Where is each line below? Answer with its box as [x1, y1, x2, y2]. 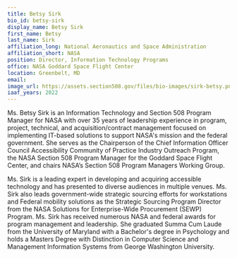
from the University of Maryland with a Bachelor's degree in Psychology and [7, 228, 229, 236]
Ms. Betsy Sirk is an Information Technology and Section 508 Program [7, 109, 212, 117]
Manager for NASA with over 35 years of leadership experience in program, [7, 116, 227, 124]
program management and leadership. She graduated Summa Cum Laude [7, 220, 222, 228]
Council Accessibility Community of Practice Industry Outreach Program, [7, 146, 220, 155]
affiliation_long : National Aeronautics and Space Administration [7, 43, 207, 50]
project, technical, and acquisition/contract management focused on [7, 124, 207, 132]
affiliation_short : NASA [7, 50, 80, 57]
